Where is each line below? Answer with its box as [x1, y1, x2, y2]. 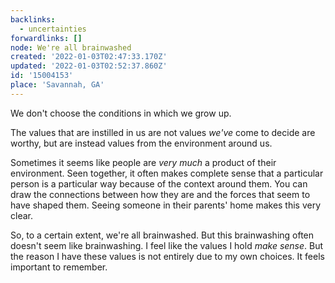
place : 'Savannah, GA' [10, 80, 105, 90]
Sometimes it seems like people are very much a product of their [10, 156, 277, 168]
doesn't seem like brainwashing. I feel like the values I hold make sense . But [10, 239, 324, 251]
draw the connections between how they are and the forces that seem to [10, 188, 311, 200]
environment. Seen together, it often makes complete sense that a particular [10, 167, 324, 179]
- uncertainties [19, 24, 87, 34]
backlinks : [10, 14, 56, 25]
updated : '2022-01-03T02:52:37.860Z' [10, 61, 168, 71]
